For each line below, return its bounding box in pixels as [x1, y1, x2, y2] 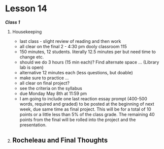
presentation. [19, 121, 47, 128]
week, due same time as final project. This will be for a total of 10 [19, 106, 152, 112]
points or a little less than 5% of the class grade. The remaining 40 [19, 111, 155, 117]
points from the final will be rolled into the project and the [19, 117, 136, 122]
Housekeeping [12, 29, 42, 34]
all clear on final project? [19, 80, 70, 86]
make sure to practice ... [19, 75, 69, 81]
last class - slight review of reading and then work [19, 38, 122, 44]
